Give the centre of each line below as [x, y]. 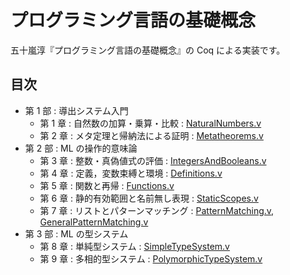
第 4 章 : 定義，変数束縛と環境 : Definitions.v [131, 173]
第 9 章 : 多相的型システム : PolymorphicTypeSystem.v [151, 258]
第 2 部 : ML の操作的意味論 [81, 148]
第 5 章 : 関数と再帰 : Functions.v [107, 185]
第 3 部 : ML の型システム [76, 233]
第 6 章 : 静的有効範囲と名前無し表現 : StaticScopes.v [149, 198]
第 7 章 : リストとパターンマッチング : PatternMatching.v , [157, 210]
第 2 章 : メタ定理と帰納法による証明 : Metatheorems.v [151, 135]
